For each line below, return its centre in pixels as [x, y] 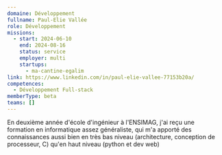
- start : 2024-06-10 [42, 39]
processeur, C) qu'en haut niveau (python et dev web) [83, 144]
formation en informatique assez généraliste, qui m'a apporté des [99, 129]
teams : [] [21, 103]
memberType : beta [32, 97]
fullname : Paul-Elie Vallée [47, 20]
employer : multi [43, 58]
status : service [43, 52]
